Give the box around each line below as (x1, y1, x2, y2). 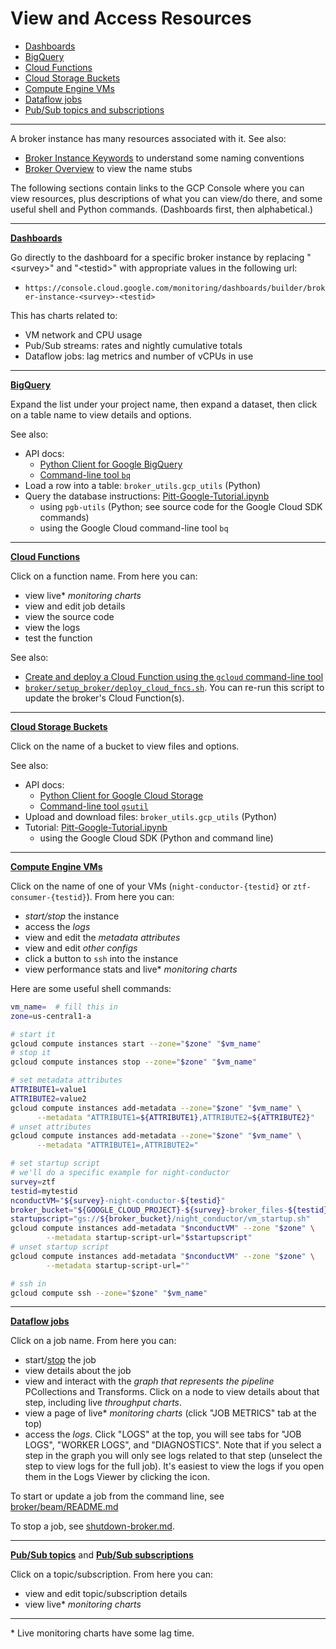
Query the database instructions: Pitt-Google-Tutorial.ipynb (24, 490, 270, 502)
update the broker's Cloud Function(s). (24, 692, 185, 704)
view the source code (24, 610, 115, 622)
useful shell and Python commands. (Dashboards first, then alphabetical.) (10, 203, 314, 215)
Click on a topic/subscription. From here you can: (10, 1568, 214, 1581)
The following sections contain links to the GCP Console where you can (10, 182, 305, 194)
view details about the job (24, 1365, 132, 1377)
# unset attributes (10, 1122, 92, 1132)
